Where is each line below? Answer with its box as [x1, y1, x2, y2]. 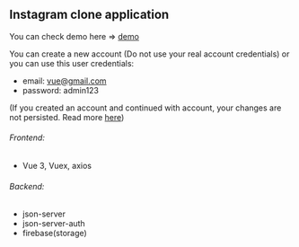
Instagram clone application [9, 7, 170, 22]
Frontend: [9, 132, 45, 143]
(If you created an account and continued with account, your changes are [9, 102, 282, 113]
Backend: [9, 181, 45, 191]
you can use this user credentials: [9, 57, 135, 68]
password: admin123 [22, 84, 100, 95]
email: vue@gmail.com [22, 75, 107, 86]
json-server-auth [22, 218, 85, 229]
